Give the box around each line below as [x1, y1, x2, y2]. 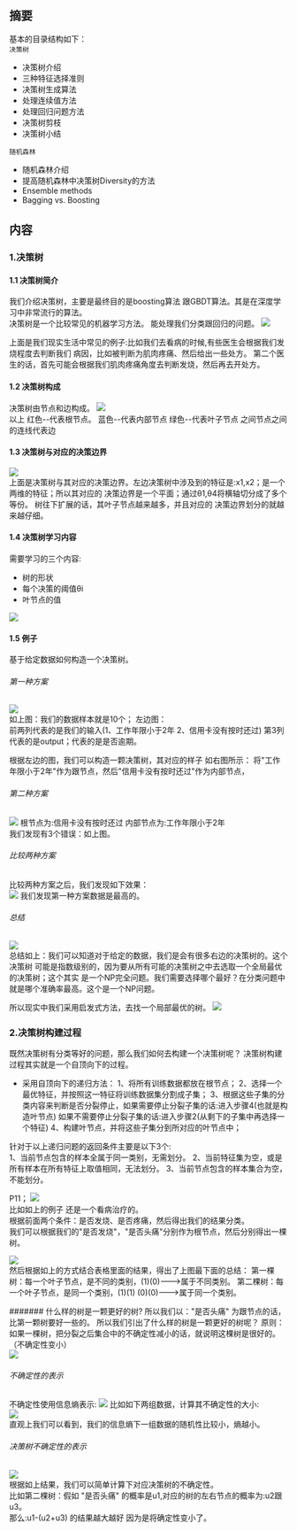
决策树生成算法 [21, 83, 77, 95]
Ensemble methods [21, 185, 93, 196]
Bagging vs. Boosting [21, 194, 100, 205]
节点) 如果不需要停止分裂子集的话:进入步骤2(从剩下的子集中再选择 [37, 1111, 278, 1122]
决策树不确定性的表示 [9, 1442, 87, 1452]
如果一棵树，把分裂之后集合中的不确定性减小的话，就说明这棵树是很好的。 [9, 1328, 280, 1339]
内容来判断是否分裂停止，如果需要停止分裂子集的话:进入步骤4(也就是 [29, 1101, 280, 1111]
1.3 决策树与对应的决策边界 [9, 446, 108, 458]
